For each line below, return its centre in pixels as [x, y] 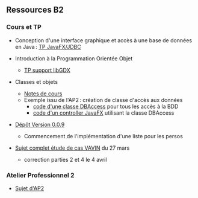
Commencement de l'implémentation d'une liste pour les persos [104, 136]
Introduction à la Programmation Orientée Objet [74, 58]
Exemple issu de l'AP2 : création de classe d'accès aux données [103, 100]
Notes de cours [43, 94]
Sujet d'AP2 [29, 188]
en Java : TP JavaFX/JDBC [48, 46]
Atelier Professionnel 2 [40, 175]
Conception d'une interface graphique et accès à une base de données [104, 40]
